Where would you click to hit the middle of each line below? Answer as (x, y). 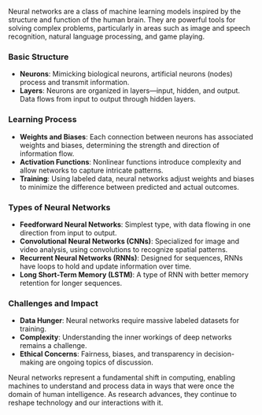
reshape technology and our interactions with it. (86, 403)
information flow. (47, 154)
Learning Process (42, 120)
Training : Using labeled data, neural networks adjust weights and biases (137, 178)
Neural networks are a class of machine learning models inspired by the (125, 11)
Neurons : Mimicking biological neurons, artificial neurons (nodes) (126, 74)
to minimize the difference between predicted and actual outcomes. (129, 187)
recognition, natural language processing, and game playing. (107, 36)
